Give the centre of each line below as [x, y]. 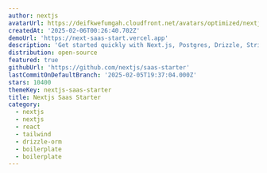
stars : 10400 [30, 82]
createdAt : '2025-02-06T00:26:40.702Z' [74, 30]
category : [25, 104]
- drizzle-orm [39, 142]
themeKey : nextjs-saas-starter [60, 90]
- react [28, 127]
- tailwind [33, 134]
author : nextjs [33, 16]
